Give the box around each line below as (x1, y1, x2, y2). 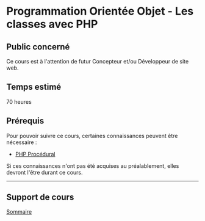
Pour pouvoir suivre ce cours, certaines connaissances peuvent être (6, 132, 178, 139)
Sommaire (6, 208, 32, 216)
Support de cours (6, 192, 74, 203)
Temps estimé (6, 82, 62, 92)
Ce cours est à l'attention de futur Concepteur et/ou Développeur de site (6, 58, 189, 65)
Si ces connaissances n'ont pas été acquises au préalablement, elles (6, 162, 179, 169)
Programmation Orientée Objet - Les (6, 4, 194, 18)
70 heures (6, 98, 32, 105)
